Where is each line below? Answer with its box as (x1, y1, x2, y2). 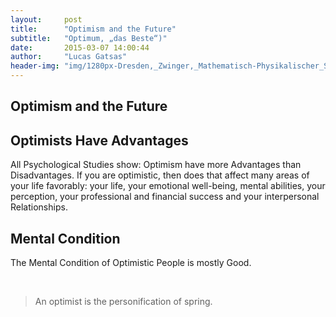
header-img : (10, 61, 60, 71)
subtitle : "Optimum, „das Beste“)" (10, 33, 168, 43)
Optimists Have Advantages (10, 132, 189, 149)
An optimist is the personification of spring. (34, 296, 213, 308)
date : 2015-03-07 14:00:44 (10, 42, 150, 53)
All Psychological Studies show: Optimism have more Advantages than (10, 159, 302, 171)
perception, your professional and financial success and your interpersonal (10, 191, 320, 203)
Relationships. (10, 201, 68, 213)
